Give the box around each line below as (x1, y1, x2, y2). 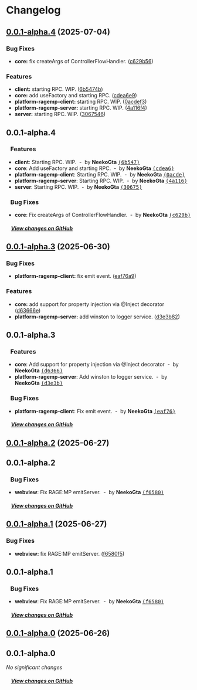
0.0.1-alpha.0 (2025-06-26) (6, 628, 110, 638)
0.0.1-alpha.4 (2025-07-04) (6, 27, 110, 37)
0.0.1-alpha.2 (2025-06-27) (6, 438, 110, 448)
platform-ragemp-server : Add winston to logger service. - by (14, 373, 168, 380)
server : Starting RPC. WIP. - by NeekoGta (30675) (14, 183, 142, 191)
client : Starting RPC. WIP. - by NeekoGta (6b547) (14, 158, 140, 165)
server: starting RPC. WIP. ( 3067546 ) (14, 111, 106, 118)
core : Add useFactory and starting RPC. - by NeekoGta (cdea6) (14, 165, 175, 172)
